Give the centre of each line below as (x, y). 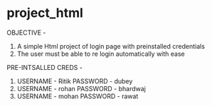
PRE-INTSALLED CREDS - (45, 67)
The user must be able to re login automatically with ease (101, 54)
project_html (45, 13)
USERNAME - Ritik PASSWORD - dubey (75, 81)
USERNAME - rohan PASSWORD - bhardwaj (81, 88)
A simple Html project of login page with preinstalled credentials (111, 46)
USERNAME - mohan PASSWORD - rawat (78, 96)
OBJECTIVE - (26, 33)
